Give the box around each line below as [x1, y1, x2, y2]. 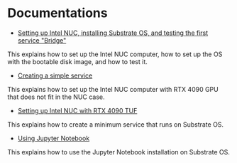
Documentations [7, 5, 108, 21]
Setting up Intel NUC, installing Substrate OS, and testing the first [17, 28, 209, 37]
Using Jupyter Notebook [17, 134, 90, 142]
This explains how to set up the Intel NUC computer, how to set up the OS [7, 50, 223, 58]
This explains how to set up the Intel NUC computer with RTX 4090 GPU [7, 85, 219, 93]
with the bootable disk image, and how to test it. [7, 57, 148, 65]
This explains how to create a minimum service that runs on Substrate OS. [7, 120, 224, 129]
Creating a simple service [17, 71, 93, 80]
